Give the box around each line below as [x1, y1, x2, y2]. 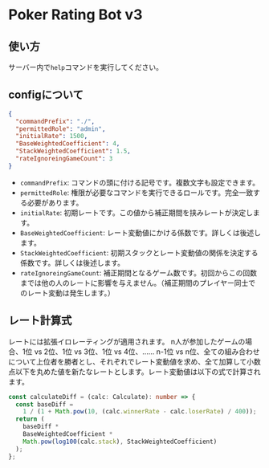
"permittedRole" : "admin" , [15, 124, 106, 133]
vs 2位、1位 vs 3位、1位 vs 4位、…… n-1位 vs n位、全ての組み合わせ [34, 347, 260, 356]
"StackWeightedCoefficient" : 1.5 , [15, 147, 131, 156]
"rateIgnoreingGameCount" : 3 [15, 155, 113, 163]
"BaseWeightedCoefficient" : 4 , [15, 140, 120, 148]
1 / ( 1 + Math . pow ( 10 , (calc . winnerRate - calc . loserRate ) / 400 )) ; [22, 408, 257, 416]
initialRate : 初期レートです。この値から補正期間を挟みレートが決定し [19, 207, 254, 218]
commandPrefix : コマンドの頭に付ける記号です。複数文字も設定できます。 [19, 177, 260, 187]
